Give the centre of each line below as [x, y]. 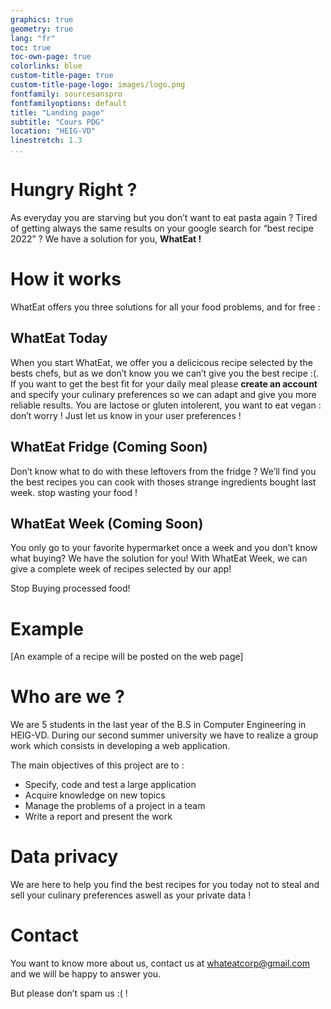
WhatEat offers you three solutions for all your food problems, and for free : [165, 307]
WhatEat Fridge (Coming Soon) [109, 447]
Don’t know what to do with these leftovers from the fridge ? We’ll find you [163, 471]
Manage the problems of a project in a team [115, 806]
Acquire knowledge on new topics [95, 795]
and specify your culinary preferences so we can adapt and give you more [163, 394]
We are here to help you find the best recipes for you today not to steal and [165, 885]
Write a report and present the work [98, 817]
